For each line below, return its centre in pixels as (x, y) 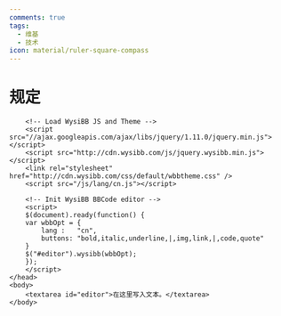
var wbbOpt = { (53, 223)
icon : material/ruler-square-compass (79, 51)
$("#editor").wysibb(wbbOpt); (81, 255)
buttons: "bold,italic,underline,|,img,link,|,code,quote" (153, 239)
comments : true (37, 17)
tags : (19, 26)
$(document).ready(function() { (85, 215)
